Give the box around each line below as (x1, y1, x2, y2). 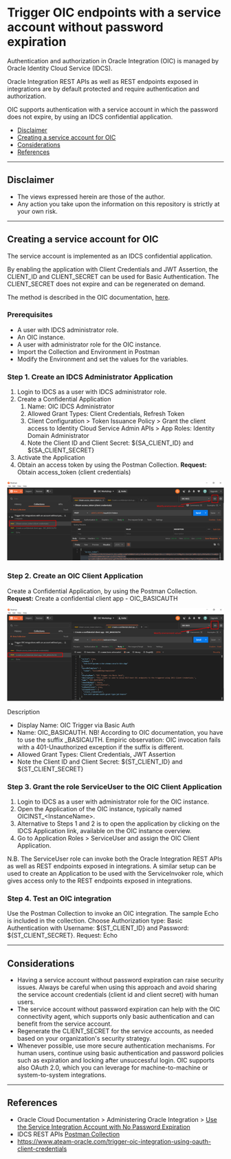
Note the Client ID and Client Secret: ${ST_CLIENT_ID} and (16, 758, 183, 766)
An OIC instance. (16, 333, 65, 341)
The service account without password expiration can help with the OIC (16, 1005, 221, 1013)
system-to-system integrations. (16, 1071, 107, 1079)
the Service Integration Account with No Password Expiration (16, 1123, 190, 1131)
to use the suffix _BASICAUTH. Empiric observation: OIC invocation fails (16, 736, 221, 744)
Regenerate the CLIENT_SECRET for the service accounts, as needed (16, 1027, 214, 1035)
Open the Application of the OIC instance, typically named (16, 804, 182, 813)
